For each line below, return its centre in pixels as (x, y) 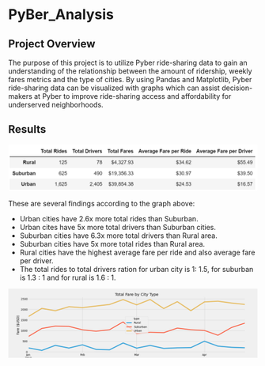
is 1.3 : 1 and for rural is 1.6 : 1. (68, 277)
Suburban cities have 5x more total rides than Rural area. (112, 244)
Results (27, 129)
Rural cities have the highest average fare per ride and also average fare (137, 253)
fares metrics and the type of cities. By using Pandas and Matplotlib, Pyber (130, 79)
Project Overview (52, 44)
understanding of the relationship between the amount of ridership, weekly (130, 71)
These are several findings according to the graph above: (102, 204)
